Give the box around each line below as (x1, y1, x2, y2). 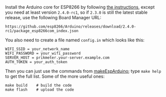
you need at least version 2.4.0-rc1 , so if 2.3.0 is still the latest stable (5, 9, 148, 15)
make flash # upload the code (5, 87, 74, 92)
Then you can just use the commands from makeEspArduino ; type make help (5, 68, 162, 74)
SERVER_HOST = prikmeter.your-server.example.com (5, 55, 110, 60)
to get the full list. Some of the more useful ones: (5, 73, 105, 79)
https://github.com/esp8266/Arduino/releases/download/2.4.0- (5, 24, 136, 29)
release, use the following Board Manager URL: (5, 15, 102, 20)
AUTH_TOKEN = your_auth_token (5, 60, 68, 65)
